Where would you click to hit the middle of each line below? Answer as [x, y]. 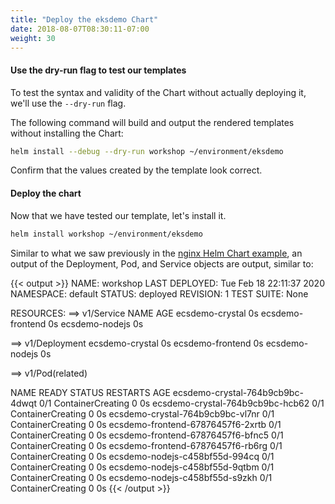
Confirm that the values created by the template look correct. [136, 170]
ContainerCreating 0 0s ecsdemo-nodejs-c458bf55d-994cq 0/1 [142, 456]
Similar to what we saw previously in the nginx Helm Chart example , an [156, 253]
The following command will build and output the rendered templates [152, 122]
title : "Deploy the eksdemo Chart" [84, 19]
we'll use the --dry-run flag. [68, 103]
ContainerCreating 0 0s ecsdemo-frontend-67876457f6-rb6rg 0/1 [146, 445]
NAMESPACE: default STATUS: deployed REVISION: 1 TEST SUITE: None [159, 293]
